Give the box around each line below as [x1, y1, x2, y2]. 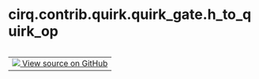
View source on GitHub [22, 58, 108, 69]
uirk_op [8, 22, 59, 40]
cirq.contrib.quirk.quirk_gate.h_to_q [8, 6, 252, 24]
